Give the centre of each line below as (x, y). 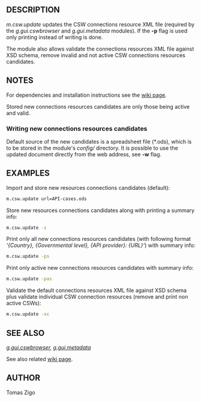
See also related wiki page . (40, 359)
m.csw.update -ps (28, 257)
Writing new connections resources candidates (77, 129)
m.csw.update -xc (28, 314)
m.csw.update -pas (29, 279)
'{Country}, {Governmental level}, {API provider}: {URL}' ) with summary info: (101, 245)
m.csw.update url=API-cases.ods (46, 199)
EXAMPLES (28, 173)
